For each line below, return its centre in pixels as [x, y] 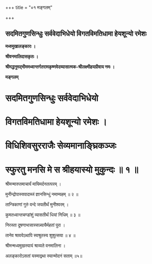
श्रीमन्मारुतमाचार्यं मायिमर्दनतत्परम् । [33, 184]
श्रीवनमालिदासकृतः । [22, 56]
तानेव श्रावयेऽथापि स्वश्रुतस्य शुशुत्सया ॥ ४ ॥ [40, 235]
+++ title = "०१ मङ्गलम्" [29, 7]
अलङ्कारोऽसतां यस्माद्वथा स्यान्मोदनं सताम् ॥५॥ [44, 256]
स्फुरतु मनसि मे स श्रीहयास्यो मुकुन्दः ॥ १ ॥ [72, 169]
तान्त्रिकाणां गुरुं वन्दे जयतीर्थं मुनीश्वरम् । [37, 204]
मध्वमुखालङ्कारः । [20, 46]
